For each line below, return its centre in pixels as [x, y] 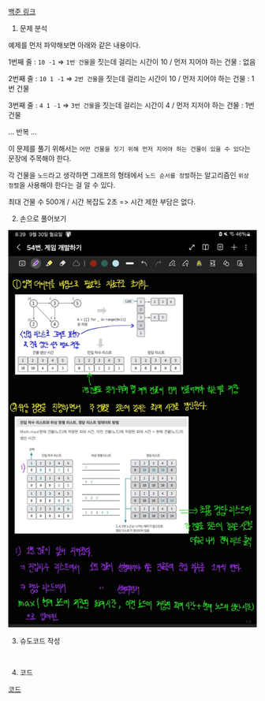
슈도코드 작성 [40, 641]
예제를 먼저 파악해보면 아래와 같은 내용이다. [75, 45]
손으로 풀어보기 [43, 218]
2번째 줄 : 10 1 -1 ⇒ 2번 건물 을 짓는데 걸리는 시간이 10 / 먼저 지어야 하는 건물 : [129, 78]
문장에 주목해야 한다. [40, 158]
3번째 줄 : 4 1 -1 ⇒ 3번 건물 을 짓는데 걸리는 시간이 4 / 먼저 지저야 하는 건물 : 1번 [131, 105]
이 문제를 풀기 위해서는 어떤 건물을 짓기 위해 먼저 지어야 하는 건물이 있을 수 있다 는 [129, 149]
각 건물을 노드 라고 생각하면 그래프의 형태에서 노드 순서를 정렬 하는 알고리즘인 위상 [129, 175]
